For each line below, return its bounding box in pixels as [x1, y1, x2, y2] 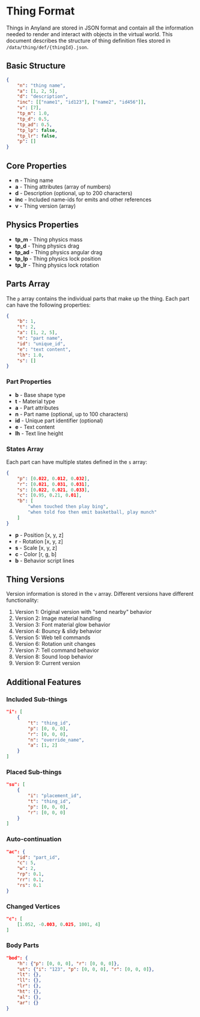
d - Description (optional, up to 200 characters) [14, 189, 133, 196]
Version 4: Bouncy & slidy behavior [14, 628, 102, 635]
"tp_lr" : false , [17, 133, 58, 139]
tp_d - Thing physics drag [14, 242, 79, 249]
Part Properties [6, 378, 52, 386]
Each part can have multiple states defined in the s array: [6, 458, 148, 465]
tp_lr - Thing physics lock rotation [14, 261, 99, 269]
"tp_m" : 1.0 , [17, 110, 50, 116]
